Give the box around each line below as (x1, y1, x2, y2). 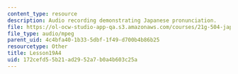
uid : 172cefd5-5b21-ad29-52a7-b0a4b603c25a (7, 56, 138, 63)
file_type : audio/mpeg (7, 30, 74, 37)
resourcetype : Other (7, 43, 69, 50)
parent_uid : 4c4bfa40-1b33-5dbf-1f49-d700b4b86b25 (7, 37, 160, 44)
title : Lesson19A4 (7, 50, 62, 57)
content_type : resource (7, 10, 78, 18)
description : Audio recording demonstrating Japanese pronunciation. (7, 17, 217, 24)
